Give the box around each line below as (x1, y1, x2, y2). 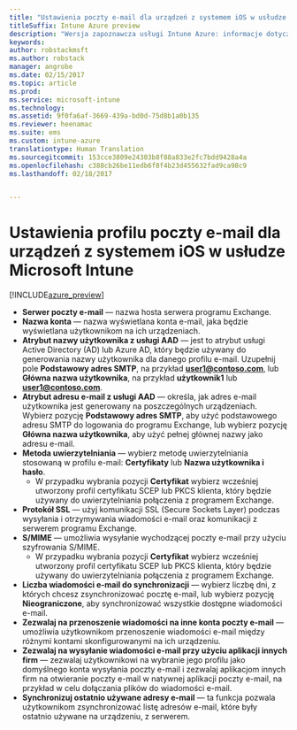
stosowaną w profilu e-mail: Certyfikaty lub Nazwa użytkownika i (21, 457, 265, 468)
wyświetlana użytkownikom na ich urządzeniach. (21, 326, 201, 336)
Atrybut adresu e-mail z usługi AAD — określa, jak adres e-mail (21, 391, 257, 403)
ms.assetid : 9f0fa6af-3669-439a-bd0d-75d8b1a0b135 (9, 111, 200, 120)
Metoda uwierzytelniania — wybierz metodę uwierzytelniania (21, 448, 249, 458)
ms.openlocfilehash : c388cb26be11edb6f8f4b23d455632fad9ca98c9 (9, 161, 247, 170)
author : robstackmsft (9, 46, 89, 55)
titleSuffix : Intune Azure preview (9, 21, 141, 30)
